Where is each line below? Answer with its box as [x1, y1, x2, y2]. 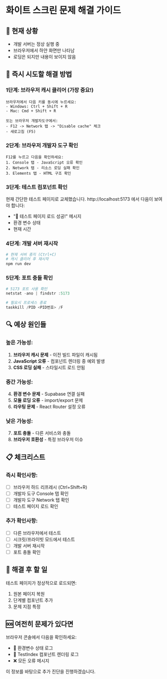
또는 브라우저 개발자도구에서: [6, 118, 58, 123]
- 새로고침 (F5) [6, 129, 36, 134]
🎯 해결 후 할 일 [6, 565, 48, 574]
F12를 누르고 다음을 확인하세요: [6, 154, 64, 159]
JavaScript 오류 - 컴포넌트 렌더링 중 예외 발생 [13, 358, 105, 364]
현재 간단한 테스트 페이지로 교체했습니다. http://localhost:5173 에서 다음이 [6, 196, 153, 202]
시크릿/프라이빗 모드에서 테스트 [13, 536, 75, 542]
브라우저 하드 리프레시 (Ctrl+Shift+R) [13, 484, 88, 490]
